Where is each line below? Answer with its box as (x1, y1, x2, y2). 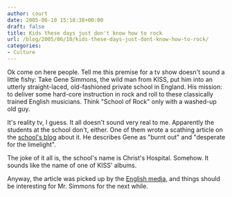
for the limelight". (7, 140, 57, 148)
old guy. (7, 105, 30, 113)
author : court (7, 10, 48, 17)
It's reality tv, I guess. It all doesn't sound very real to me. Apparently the (7, 118, 215, 126)
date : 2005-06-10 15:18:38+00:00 (7, 17, 104, 24)
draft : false (7, 23, 45, 30)
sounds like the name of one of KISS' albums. (7, 161, 137, 169)
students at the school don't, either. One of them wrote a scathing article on (7, 126, 224, 134)
